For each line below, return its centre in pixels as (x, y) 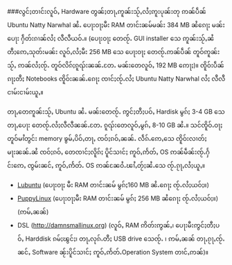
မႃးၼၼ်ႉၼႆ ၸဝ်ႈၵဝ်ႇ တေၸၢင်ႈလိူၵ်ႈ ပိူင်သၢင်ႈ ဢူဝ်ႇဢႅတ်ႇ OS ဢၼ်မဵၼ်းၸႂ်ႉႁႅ (108, 152)
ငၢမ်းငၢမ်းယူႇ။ (25, 92)
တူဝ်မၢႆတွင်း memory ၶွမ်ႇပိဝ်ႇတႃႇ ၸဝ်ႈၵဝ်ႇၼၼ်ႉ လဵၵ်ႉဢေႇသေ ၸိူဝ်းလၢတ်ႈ (107, 138)
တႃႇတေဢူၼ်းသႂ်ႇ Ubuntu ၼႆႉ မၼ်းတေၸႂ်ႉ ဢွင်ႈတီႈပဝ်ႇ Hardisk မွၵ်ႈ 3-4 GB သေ (116, 112)
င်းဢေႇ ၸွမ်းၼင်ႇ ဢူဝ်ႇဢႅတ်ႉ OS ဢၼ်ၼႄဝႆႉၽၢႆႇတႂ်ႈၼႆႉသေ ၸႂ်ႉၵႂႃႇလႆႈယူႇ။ (106, 165)
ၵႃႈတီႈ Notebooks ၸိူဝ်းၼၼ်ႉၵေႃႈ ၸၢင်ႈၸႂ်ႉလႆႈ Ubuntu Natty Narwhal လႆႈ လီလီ (116, 79)
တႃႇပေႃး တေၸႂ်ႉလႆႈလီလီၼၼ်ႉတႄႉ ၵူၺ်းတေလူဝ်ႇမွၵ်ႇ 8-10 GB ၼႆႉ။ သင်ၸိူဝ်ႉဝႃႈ (115, 125)
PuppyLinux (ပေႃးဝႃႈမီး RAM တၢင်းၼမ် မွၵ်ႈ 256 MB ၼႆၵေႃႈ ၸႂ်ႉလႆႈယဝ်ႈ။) (118, 198)
